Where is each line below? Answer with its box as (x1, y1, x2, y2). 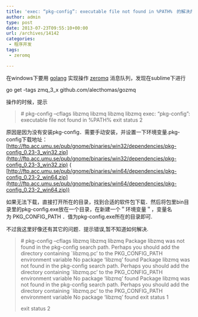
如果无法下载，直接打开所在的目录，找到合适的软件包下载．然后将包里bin (6, 198, 184, 205)
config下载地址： (6, 136, 48, 143)
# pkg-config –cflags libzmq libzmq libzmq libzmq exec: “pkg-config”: (20, 110, 190, 117)
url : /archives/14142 (6, 31, 60, 36)
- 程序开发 (8, 42, 32, 48)
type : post (6, 19, 33, 25)
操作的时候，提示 (6, 98, 48, 105)
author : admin (6, 14, 41, 20)
